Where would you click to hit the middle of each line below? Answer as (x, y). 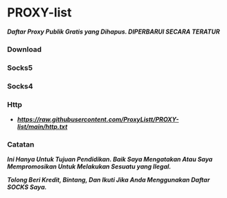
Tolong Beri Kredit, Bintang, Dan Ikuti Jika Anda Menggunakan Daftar (109, 180)
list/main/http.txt (42, 127)
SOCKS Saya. (27, 187)
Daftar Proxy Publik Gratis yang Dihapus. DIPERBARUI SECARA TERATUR (113, 32)
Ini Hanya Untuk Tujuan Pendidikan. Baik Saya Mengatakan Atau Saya (110, 160)
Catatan (21, 144)
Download (25, 49)
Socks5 (20, 68)
